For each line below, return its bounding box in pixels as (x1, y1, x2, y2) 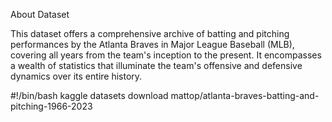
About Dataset (10, 9, 70, 20)
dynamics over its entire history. (10, 70, 143, 82)
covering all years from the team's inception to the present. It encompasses (10, 49, 322, 61)
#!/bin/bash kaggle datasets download (10, 90, 169, 101)
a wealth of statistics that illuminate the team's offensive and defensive (10, 60, 303, 71)
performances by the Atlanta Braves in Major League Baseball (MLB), (10, 39, 295, 50)
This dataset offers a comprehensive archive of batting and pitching (10, 28, 290, 39)
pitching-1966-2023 (10, 100, 93, 112)
